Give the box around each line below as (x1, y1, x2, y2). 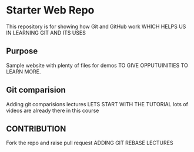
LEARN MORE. (6, 68, 41, 75)
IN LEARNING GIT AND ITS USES (6, 29, 86, 36)
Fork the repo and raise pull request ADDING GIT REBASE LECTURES (6, 139, 173, 147)
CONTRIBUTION (6, 124, 66, 134)
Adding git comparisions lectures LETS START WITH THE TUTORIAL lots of (6, 100, 188, 107)
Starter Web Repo (6, 4, 95, 17)
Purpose (6, 46, 38, 56)
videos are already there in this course (6, 107, 99, 114)
